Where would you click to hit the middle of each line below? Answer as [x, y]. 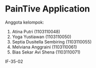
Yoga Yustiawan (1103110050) [42, 37]
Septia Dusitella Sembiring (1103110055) [52, 41]
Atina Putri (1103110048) [36, 31]
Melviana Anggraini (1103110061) [44, 47]
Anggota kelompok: [25, 22]
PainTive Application [48, 9]
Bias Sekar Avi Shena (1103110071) [46, 52]
